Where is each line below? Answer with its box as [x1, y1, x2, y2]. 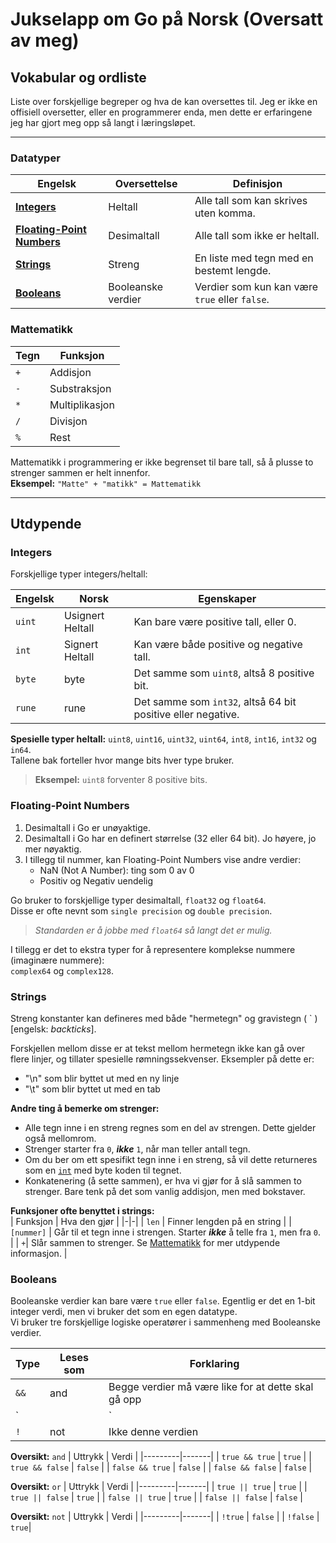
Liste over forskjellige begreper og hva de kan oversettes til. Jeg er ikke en [10, 96, 318, 107]
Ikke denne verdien [108, 1425, 199, 1439]
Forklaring [189, 1357, 240, 1371]
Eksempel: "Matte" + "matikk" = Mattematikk [10, 477, 202, 489]
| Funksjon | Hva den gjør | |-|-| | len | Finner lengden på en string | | [10, 1215, 292, 1227]
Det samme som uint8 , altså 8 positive [133, 666, 315, 680]
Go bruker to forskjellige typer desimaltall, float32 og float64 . [10, 894, 267, 906]
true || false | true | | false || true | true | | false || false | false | [10, 1491, 303, 1503]
